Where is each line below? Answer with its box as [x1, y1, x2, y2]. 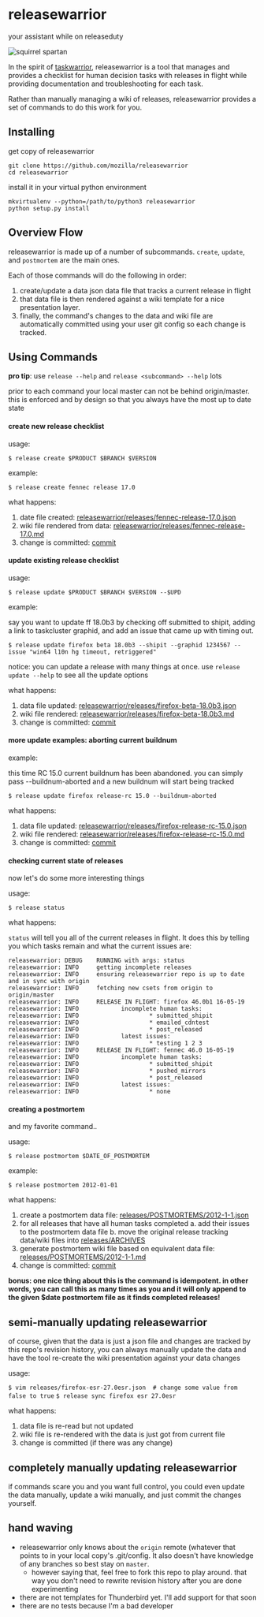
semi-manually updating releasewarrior [8, 1315, 207, 1329]
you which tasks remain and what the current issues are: [8, 941, 191, 951]
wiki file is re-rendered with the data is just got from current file [19, 1429, 225, 1440]
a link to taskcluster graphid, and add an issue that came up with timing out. [8, 625, 254, 635]
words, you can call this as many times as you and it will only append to [8, 1284, 247, 1294]
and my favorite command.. [8, 1122, 98, 1131]
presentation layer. [19, 302, 80, 312]
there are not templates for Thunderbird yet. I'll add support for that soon [19, 1593, 257, 1602]
